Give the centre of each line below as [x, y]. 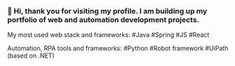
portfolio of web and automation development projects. [103, 19]
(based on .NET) [31, 56]
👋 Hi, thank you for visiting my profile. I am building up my [107, 11]
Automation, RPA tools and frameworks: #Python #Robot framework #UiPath [118, 49]
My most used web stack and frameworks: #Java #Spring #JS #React [108, 35]
